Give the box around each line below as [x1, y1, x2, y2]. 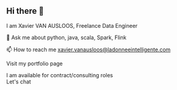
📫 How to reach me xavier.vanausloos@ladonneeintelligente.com [6, 46, 171, 53]
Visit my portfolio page [6, 60, 63, 67]
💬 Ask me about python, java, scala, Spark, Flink [6, 34, 127, 41]
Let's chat [6, 78, 32, 85]
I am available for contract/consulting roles [6, 71, 113, 79]
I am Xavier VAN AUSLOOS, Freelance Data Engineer [6, 22, 138, 29]
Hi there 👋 [6, 6, 44, 16]
